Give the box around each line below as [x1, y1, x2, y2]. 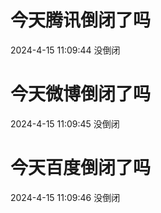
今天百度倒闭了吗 [10, 157, 152, 180]
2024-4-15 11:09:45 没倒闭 [10, 117, 120, 130]
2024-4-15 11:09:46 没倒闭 [10, 191, 121, 203]
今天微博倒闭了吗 [10, 83, 152, 106]
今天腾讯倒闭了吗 [10, 9, 152, 32]
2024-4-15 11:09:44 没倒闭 [10, 44, 121, 56]
